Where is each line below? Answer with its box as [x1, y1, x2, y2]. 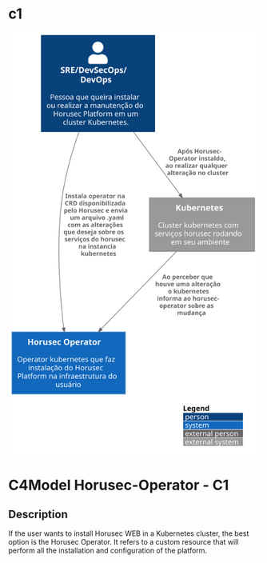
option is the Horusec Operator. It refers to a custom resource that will [8, 537, 239, 547]
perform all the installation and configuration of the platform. [8, 545, 208, 556]
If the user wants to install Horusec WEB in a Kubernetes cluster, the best [8, 529, 249, 538]
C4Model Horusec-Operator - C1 [8, 476, 229, 494]
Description [8, 507, 68, 521]
